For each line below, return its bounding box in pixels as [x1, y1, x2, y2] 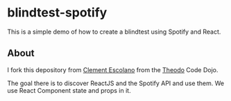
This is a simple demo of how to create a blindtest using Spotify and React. [7, 27, 221, 36]
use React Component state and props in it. [7, 86, 131, 94]
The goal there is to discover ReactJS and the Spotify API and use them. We [7, 79, 224, 87]
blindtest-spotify [7, 5, 108, 21]
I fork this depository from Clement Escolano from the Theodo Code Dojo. [7, 65, 219, 74]
